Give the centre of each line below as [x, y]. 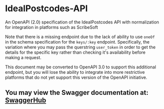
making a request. [23, 57]
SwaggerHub [26, 100]
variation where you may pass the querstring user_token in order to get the [80, 47]
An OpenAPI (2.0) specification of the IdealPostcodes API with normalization [82, 22]
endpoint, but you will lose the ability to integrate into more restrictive [75, 72]
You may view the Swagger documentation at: [77, 93]
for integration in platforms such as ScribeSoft [52, 27]
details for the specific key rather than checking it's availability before [75, 52]
